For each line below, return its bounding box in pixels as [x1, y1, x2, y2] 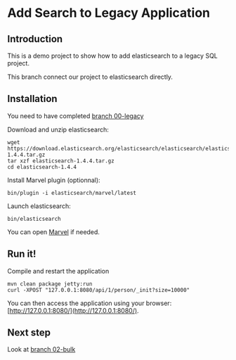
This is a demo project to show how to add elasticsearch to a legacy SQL [7, 51, 218, 60]
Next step [7, 327, 51, 339]
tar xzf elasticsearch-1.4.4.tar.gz [7, 157, 114, 165]
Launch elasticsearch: [7, 202, 72, 210]
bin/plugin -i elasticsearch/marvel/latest [7, 189, 137, 196]
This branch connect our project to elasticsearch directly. [7, 72, 173, 81]
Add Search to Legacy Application [7, 5, 211, 21]
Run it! [7, 248, 37, 260]
